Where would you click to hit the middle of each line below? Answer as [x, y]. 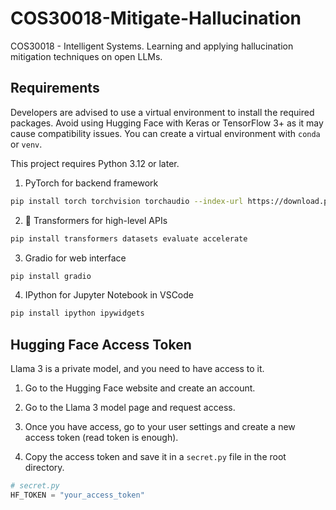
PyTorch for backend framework [91, 183]
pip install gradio [51, 276]
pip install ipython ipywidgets [77, 313]
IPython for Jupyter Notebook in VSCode [109, 295]
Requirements [55, 88]
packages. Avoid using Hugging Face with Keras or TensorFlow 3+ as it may [167, 123]
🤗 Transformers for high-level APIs [96, 220]
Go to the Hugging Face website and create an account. [140, 388]
